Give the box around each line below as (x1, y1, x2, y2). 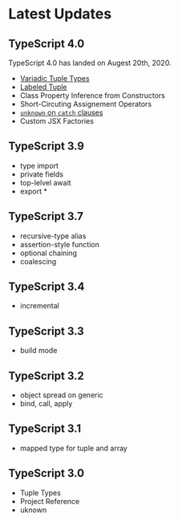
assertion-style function (19, 239, 100, 249)
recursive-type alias (19, 230, 87, 241)
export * (19, 186, 48, 196)
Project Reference (19, 496, 80, 506)
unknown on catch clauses (19, 108, 103, 117)
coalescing (19, 256, 57, 266)
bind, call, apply (19, 399, 73, 409)
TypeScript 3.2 (8, 368, 84, 382)
